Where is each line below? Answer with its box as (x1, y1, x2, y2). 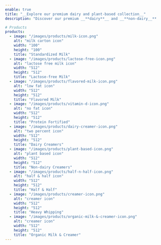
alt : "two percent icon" (14, 129, 64, 133)
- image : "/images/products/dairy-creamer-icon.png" (9, 124, 118, 129)
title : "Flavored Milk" (14, 97, 62, 102)
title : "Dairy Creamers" (14, 142, 64, 147)
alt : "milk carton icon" (14, 38, 64, 44)
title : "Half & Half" (14, 187, 57, 192)
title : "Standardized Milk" (14, 52, 70, 57)
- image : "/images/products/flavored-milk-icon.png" (9, 79, 118, 84)
